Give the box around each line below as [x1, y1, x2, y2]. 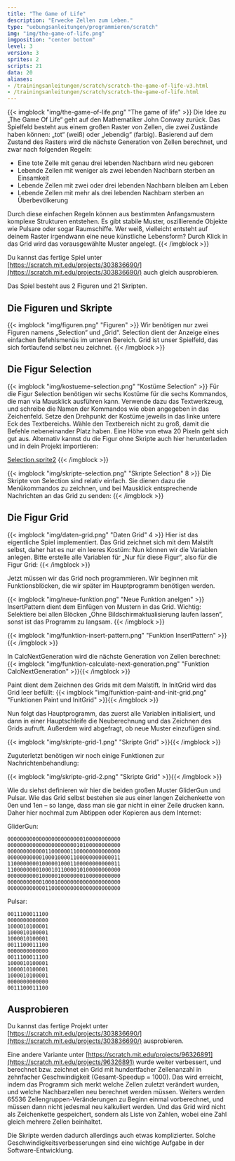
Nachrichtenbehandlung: [7, 759, 79, 767]
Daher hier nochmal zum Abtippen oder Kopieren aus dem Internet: [7, 808, 201, 817]
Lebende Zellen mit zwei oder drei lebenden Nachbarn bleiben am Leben [17, 181, 229, 190]
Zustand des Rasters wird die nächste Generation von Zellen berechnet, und [7, 138, 228, 146]
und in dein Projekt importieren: [7, 442, 98, 450]
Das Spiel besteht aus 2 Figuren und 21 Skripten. [7, 282, 148, 290]
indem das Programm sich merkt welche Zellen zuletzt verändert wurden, [7, 1080, 220, 1089]
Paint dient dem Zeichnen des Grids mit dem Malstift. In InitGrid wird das [7, 681, 217, 689]
